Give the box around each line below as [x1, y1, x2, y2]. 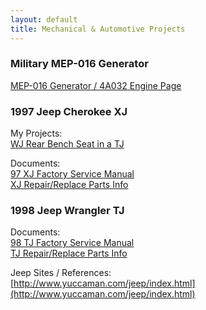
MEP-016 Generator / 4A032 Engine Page [10, 79, 182, 91]
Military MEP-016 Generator [10, 57, 149, 71]
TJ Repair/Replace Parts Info [10, 247, 128, 260]
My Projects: [10, 127, 63, 140]
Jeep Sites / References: [10, 267, 112, 279]
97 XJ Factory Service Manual [10, 168, 135, 180]
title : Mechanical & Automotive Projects [10, 24, 186, 34]
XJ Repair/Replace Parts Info [10, 179, 129, 191]
